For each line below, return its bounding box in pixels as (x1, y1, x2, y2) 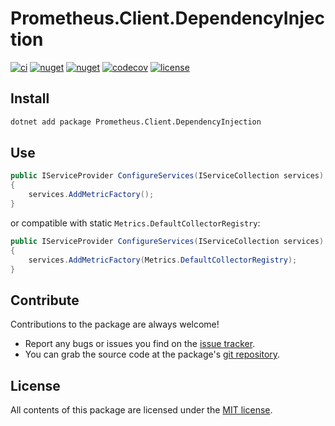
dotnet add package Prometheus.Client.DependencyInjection (10, 117, 262, 127)
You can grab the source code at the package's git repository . (24, 348, 281, 361)
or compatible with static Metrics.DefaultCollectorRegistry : (10, 217, 261, 229)
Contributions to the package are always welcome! (10, 318, 220, 331)
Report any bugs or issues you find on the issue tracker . (24, 338, 256, 350)
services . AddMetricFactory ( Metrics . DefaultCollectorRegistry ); (28, 255, 298, 265)
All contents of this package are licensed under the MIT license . (10, 404, 273, 416)
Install (10, 90, 50, 107)
